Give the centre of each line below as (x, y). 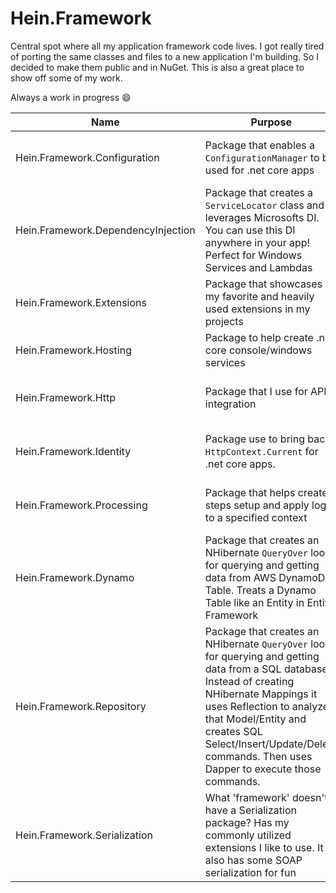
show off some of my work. (66, 78)
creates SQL (233, 731)
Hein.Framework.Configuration (87, 157)
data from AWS (240, 577)
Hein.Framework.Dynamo (75, 577)
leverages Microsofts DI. (262, 217)
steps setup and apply (257, 505)
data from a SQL (243, 669)
